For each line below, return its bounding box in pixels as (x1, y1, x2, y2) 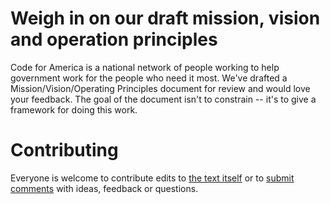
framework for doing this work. (10, 103, 138, 116)
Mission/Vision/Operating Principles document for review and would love (10, 82, 311, 94)
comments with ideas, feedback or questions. (10, 182, 199, 194)
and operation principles (10, 28, 218, 51)
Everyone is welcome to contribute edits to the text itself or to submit (10, 172, 295, 184)
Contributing (10, 139, 119, 162)
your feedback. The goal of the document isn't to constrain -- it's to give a (10, 93, 317, 105)
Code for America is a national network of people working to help (10, 61, 280, 73)
